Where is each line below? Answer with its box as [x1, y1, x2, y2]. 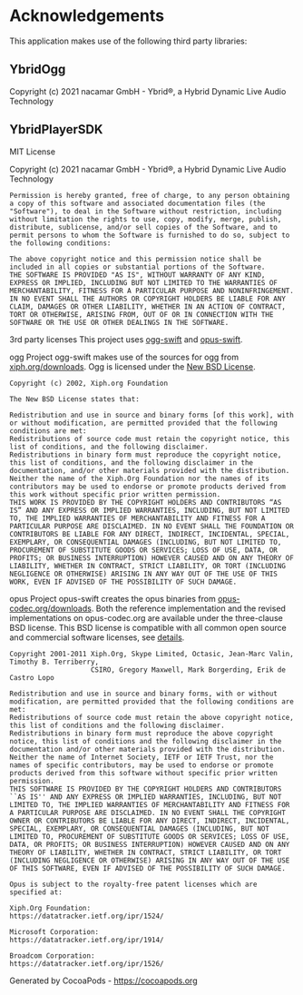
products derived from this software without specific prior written [9, 768, 279, 777]
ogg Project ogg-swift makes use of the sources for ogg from [9, 351, 239, 362]
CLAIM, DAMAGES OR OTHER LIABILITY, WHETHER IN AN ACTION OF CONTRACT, [9, 301, 286, 311]
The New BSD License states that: [9, 394, 141, 404]
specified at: [9, 887, 64, 897]
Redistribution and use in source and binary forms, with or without [9, 689, 279, 698]
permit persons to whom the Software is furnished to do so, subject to [9, 231, 290, 240]
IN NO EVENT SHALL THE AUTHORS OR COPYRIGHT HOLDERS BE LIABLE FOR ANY [9, 294, 286, 303]
